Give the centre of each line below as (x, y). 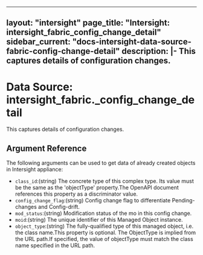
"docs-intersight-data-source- (132, 42)
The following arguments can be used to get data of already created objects (101, 163)
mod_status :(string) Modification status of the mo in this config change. (103, 213)
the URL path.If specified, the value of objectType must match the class (104, 239)
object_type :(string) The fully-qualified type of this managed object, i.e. (104, 226)
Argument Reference (47, 148)
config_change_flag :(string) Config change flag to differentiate (93, 200)
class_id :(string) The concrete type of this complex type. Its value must (105, 181)
